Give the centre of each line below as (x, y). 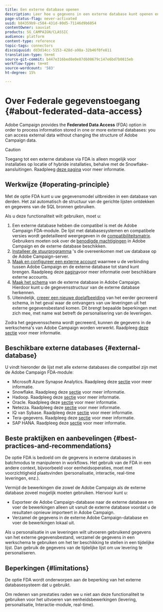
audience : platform (25, 37)
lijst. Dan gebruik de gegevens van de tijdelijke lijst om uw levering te (74, 548)
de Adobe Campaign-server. (41, 256)
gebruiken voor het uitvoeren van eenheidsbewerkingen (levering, (71, 599)
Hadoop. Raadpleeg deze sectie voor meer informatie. (66, 397)
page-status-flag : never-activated (41, 18)
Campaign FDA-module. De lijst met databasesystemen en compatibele (83, 231)
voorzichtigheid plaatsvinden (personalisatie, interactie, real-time (70, 473)
